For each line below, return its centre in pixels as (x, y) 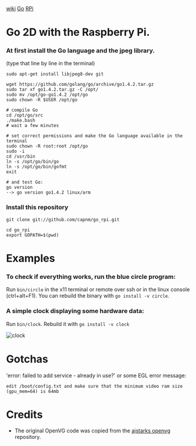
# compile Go (22, 110)
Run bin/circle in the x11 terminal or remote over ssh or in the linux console (98, 289)
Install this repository (37, 207)
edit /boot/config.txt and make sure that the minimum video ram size (94, 386)
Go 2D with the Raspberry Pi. (78, 32)
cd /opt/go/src (25, 115)
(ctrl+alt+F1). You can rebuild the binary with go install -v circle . (88, 296)
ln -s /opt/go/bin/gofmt (36, 167)
